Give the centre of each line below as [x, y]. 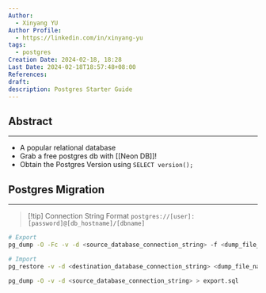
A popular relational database [68, 148]
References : [28, 74]
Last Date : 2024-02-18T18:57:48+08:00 [72, 67]
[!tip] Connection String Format [78, 216]
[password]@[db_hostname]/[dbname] [86, 223]
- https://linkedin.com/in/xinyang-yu [80, 38]
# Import [23, 259]
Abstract [30, 121]
